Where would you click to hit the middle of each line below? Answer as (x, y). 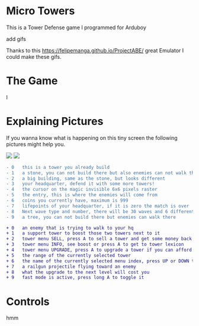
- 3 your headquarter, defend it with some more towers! (81, 184)
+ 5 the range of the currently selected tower (69, 255)
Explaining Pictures (55, 122)
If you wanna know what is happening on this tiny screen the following (92, 137)
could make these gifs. (34, 57)
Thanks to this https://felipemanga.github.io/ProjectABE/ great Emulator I (95, 50)
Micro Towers (41, 11)
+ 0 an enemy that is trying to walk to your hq (70, 228)
